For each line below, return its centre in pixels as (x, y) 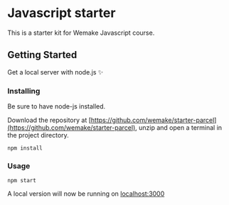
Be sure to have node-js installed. (57, 106)
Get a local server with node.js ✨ (55, 72)
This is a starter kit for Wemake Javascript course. (81, 33)
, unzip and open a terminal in (179, 128)
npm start (22, 181)
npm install (25, 148)
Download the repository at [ (49, 120)
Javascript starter (62, 13)
